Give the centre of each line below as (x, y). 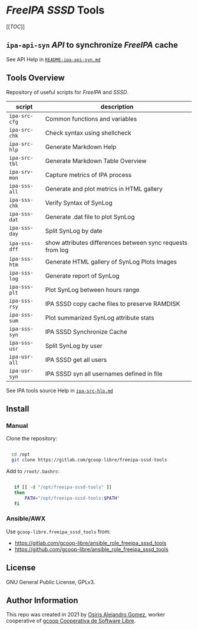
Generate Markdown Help (81, 147)
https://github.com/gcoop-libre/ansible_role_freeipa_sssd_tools (92, 549)
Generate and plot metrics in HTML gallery (104, 189)
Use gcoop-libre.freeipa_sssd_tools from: (58, 532)
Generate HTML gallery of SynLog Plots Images (111, 262)
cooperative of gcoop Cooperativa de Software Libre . (71, 621)
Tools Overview (35, 78)
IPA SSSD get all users (76, 359)
